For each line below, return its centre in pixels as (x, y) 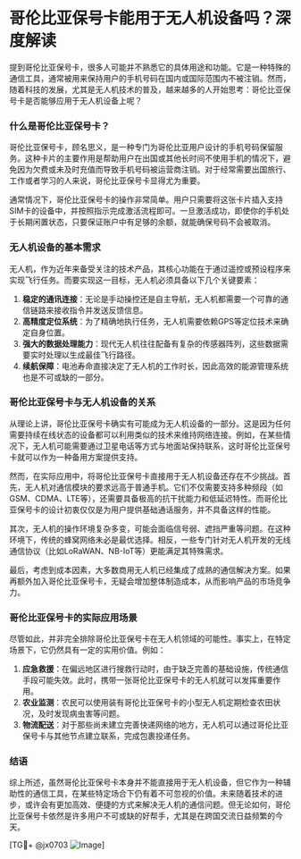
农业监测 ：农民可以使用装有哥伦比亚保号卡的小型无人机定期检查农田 (147, 703)
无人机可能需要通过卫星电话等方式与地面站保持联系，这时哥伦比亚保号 (162, 446)
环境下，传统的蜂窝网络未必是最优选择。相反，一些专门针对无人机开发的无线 (150, 539)
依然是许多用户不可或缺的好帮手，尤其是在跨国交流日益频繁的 (161, 816)
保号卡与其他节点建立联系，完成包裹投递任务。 (108, 736)
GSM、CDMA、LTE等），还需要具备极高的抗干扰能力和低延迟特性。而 (137, 498)
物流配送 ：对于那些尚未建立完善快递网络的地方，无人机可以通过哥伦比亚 (155, 725)
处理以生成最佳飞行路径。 (93, 355)
